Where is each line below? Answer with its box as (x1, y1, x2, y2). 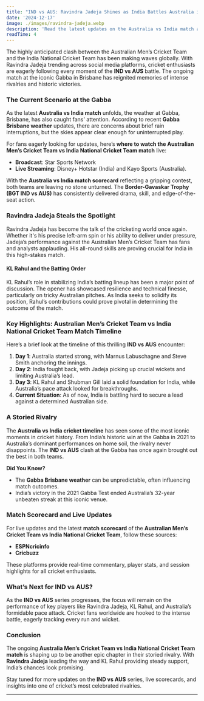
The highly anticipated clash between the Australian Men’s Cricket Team (6, 48, 187, 55)
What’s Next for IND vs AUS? (6, 583, 93, 591)
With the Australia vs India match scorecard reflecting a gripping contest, (6, 177, 192, 184)
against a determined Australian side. (15, 398, 109, 405)
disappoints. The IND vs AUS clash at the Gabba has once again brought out (6, 446, 198, 453)
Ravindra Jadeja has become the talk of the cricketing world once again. (6, 225, 188, 233)
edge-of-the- (162, 190, 196, 197)
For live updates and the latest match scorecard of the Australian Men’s (6, 524, 188, 532)
